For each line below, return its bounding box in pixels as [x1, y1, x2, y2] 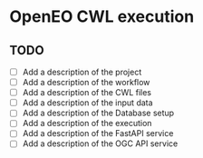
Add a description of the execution [22, 118, 152, 129]
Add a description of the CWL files [22, 87, 152, 98]
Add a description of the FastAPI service [22, 128, 174, 139]
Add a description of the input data [22, 97, 153, 108]
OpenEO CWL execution [9, 6, 195, 27]
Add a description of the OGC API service [22, 138, 179, 149]
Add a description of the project [22, 66, 142, 77]
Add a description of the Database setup [22, 107, 175, 119]
